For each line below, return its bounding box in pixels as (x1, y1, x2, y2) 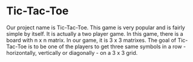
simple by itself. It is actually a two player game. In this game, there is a (6, 30, 183, 37)
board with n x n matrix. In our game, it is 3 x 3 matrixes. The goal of (6, 36, 177, 44)
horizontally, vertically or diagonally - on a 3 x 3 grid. (6, 49, 138, 56)
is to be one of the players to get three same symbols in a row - (28, 43, 186, 50)
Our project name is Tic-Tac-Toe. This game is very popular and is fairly (6, 24, 186, 31)
